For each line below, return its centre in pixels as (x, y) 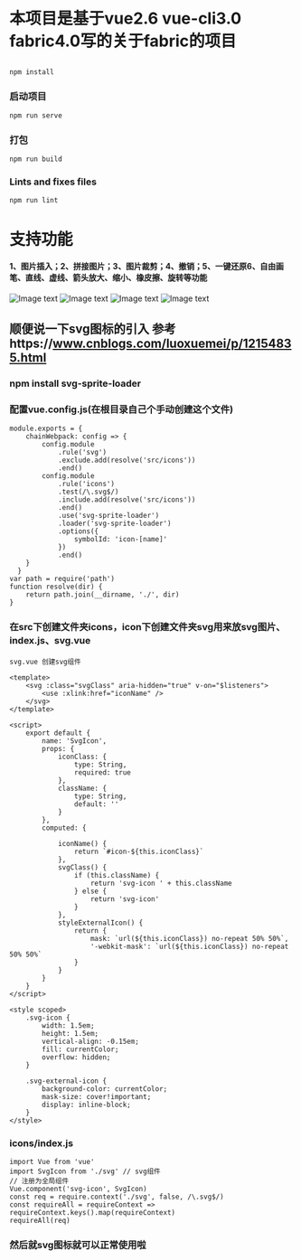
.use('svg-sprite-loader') (108, 516)
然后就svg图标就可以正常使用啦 (78, 1245)
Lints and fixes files (53, 182)
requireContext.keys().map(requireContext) (93, 1213)
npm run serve (36, 115)
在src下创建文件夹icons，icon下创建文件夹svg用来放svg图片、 (147, 627)
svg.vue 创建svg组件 (45, 662)
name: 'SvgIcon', (74, 741)
